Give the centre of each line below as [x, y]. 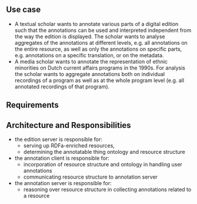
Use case [24, 10]
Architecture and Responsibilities [69, 125]
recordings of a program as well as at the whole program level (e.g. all [99, 80]
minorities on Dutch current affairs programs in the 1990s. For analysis [100, 68]
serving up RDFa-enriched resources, [69, 146]
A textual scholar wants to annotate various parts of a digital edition [96, 24]
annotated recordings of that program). [62, 86]
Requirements [32, 105]
